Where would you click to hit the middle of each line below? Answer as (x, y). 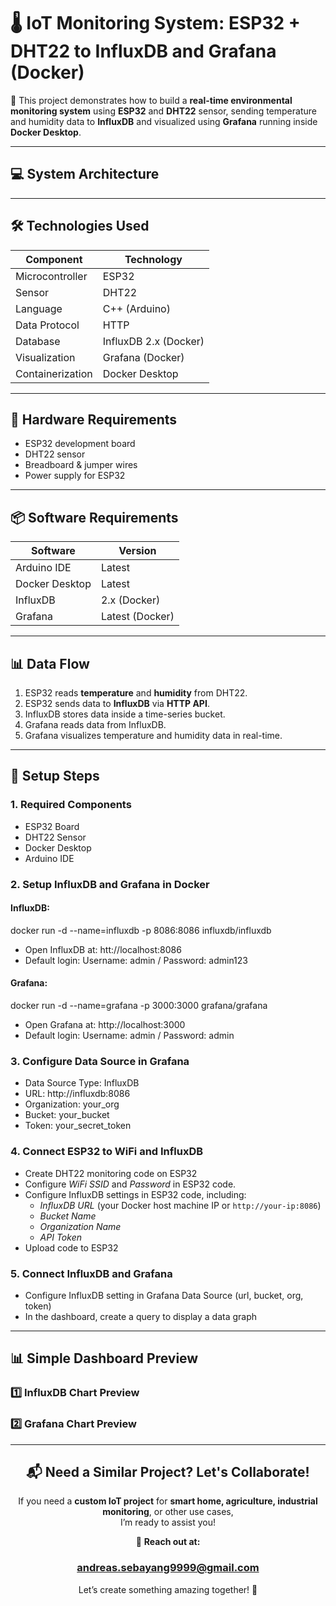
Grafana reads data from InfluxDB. (95, 724)
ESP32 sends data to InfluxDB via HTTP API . (117, 703)
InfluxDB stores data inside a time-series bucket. (125, 714)
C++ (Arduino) (136, 308)
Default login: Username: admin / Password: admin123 (136, 960)
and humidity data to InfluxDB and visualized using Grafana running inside (164, 121)
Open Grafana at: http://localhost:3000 (105, 1025)
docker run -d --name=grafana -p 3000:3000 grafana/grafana (139, 1006)
